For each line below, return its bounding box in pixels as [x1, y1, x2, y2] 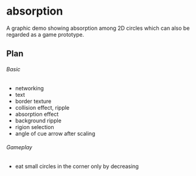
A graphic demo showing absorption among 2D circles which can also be [6, 24, 190, 32]
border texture [15, 97, 52, 105]
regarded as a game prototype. [6, 30, 85, 38]
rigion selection [15, 123, 54, 130]
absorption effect [15, 110, 59, 118]
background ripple [15, 117, 62, 124]
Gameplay [6, 144, 32, 151]
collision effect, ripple [15, 104, 70, 111]
